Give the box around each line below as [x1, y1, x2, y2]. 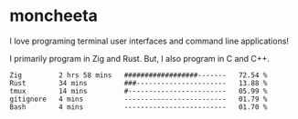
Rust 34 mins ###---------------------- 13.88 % [9, 78, 268, 87]
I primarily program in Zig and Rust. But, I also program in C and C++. [9, 53, 271, 64]
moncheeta [9, 5, 99, 26]
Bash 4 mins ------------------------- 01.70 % [9, 102, 268, 112]
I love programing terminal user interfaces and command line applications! [9, 35, 290, 46]
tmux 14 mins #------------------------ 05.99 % [9, 86, 268, 95]
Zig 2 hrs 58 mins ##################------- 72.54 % [9, 70, 268, 80]
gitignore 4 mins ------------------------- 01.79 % [9, 94, 268, 104]
